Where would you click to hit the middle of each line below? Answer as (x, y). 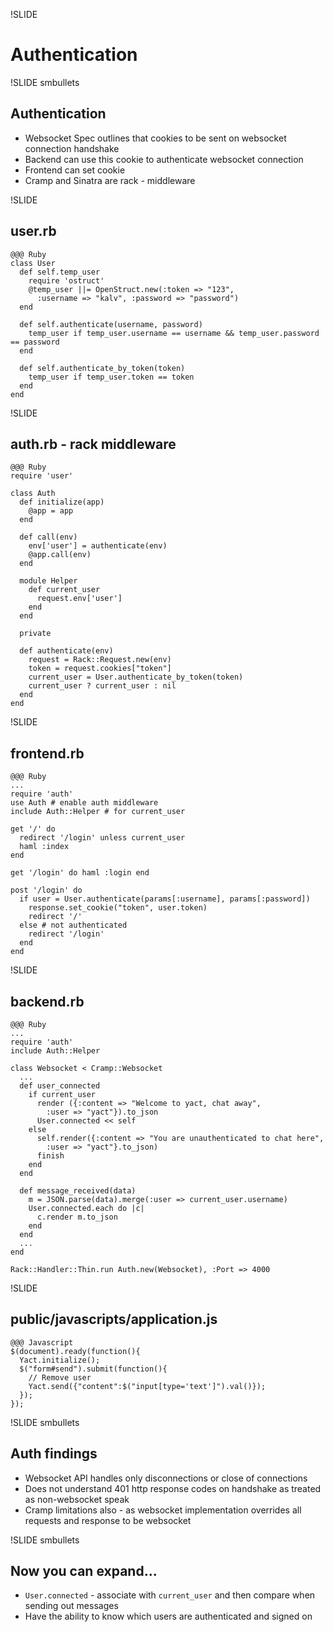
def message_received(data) (78, 1191)
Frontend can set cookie (75, 170)
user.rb (33, 231)
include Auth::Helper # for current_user (98, 812)
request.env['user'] (79, 599)
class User (33, 263)
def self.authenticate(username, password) (111, 324)
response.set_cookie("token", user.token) (118, 908)
